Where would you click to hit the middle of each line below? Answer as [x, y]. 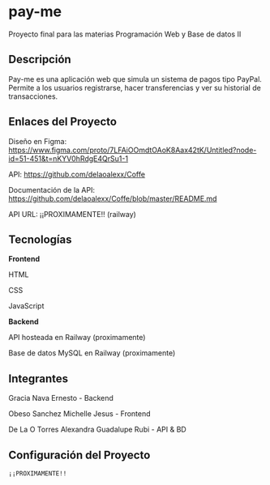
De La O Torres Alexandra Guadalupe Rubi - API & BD [97, 430]
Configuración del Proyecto [79, 455]
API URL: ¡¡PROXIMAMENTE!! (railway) [72, 214]
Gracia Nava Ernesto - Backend [61, 398]
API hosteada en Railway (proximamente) [77, 338]
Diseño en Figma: [38, 141]
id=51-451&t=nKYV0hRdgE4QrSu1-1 [68, 158]
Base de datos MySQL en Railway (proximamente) [92, 353]
